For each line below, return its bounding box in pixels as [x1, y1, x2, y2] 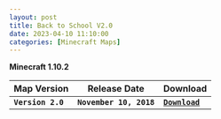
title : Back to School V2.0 [9, 21, 114, 30]
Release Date [87, 83, 145, 95]
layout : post [9, 12, 58, 22]
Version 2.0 [13, 98, 65, 108]
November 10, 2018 [76, 98, 155, 108]
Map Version [13, 83, 69, 95]
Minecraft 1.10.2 [9, 62, 69, 72]
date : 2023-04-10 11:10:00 [9, 29, 109, 38]
